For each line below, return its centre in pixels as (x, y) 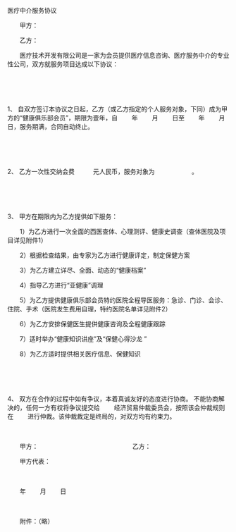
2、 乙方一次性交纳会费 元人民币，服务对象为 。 (103, 172)
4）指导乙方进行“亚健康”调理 (61, 285)
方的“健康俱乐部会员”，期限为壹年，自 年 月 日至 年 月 (116, 118)
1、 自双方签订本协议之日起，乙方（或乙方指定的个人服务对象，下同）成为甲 (117, 109)
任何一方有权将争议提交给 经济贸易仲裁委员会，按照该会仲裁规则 (125, 408)
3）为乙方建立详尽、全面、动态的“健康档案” (83, 270)
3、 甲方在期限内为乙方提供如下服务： (63, 216)
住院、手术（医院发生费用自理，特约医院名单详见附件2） (89, 309)
